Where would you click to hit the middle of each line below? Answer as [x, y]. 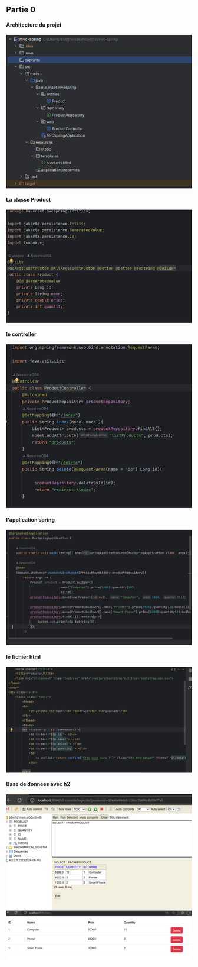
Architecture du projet [34, 25]
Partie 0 [21, 10]
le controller [21, 334]
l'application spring [30, 519]
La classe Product [29, 200]
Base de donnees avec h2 [38, 784]
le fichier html [24, 656]
